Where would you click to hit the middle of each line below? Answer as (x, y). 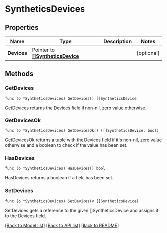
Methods (19, 74)
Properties (22, 28)
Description (118, 42)
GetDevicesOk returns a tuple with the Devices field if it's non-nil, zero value (83, 140)
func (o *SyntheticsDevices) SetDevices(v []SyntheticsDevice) (72, 201)
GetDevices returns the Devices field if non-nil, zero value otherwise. (76, 108)
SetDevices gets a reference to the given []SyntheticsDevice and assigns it (82, 210)
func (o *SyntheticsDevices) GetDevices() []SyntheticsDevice (71, 98)
